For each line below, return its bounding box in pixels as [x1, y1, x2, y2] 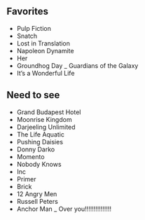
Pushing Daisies [16, 137, 64, 146]
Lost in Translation [16, 39, 71, 48]
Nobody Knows [16, 160, 62, 168]
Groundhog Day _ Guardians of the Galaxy [16, 61, 139, 69]
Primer [16, 174, 36, 183]
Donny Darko [16, 145, 55, 153]
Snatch [16, 32, 38, 40]
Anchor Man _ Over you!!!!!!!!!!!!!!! [16, 205, 111, 213]
